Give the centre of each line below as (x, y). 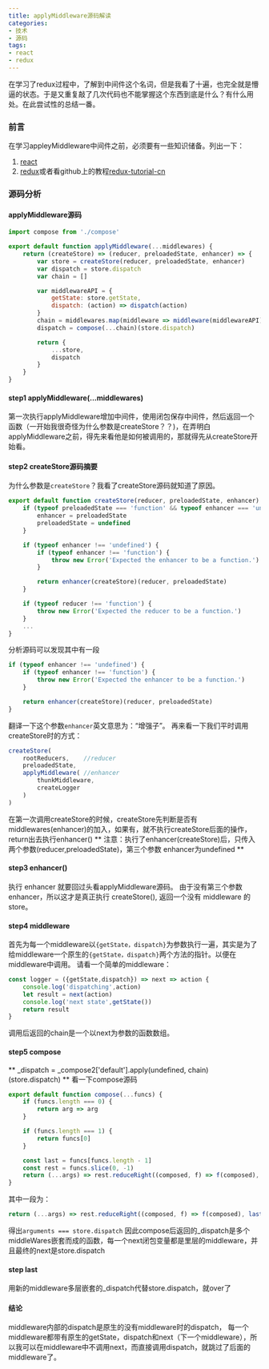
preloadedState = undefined (84, 524)
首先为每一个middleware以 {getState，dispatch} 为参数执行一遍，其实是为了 (133, 945)
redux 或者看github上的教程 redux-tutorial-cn (92, 171)
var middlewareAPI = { (75, 291)
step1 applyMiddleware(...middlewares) (76, 398)
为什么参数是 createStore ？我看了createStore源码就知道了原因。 (114, 486)
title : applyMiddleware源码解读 (60, 16)
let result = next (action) (68, 994)
